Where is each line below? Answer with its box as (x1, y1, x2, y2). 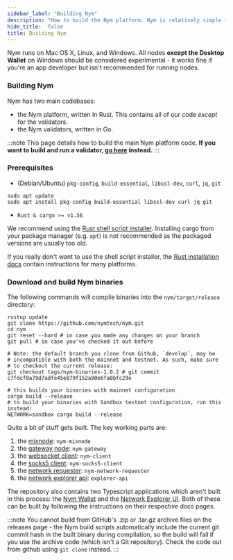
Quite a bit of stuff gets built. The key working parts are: (7, 424, 167, 432)
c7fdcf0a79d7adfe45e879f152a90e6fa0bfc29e (7, 375, 132, 382)
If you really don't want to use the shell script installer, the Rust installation (7, 252, 220, 261)
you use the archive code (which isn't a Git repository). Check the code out (7, 538, 222, 546)
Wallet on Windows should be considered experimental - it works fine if (7, 56, 213, 65)
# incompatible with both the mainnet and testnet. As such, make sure (7, 356, 218, 364)
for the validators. (17, 118, 68, 126)
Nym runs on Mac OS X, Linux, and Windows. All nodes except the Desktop (7, 49, 225, 57)
